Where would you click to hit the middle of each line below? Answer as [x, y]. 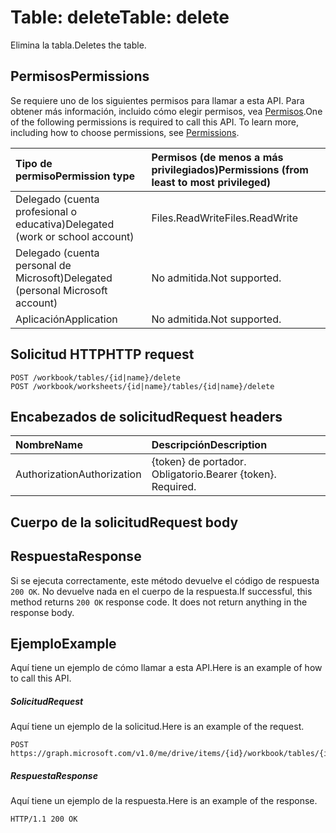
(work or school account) [75, 236]
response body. [42, 612]
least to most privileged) [211, 182]
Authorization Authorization [78, 474]
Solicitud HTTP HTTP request [102, 354]
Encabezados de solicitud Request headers [146, 416]
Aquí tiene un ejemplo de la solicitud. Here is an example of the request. [157, 727]
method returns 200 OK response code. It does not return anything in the [159, 602]
